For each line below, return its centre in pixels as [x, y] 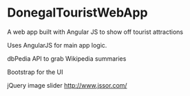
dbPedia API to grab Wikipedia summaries [67, 58]
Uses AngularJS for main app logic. [57, 45]
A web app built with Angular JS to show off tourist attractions [95, 32]
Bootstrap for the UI [35, 72]
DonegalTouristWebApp [77, 13]
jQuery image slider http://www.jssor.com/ [67, 85]
